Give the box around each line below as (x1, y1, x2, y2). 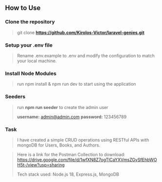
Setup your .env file (5, 41, 53, 48)
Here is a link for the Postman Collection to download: (17, 151, 125, 157)
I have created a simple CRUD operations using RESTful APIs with (17, 137, 149, 143)
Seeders (5, 93, 26, 100)
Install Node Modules (5, 70, 57, 77)
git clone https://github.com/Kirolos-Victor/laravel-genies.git (17, 29, 145, 36)
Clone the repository (5, 18, 55, 25)
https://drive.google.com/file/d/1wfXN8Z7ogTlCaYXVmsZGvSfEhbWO (17, 157, 157, 163)
